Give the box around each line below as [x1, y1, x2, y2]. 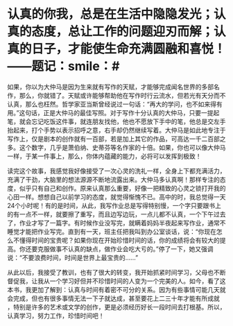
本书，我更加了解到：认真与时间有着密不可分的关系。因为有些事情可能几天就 [7, 285, 226, 293]
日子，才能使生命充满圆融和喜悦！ [31, 41, 227, 57]
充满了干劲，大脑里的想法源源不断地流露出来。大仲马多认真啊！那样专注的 [7, 175, 220, 184]
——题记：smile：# [7, 58, 120, 74]
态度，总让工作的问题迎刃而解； [31, 24, 214, 40]
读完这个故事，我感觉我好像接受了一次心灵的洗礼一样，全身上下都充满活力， [7, 166, 226, 175]
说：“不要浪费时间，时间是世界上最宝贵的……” [7, 253, 139, 261]
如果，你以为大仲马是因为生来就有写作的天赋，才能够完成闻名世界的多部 [7, 83, 214, 91]
